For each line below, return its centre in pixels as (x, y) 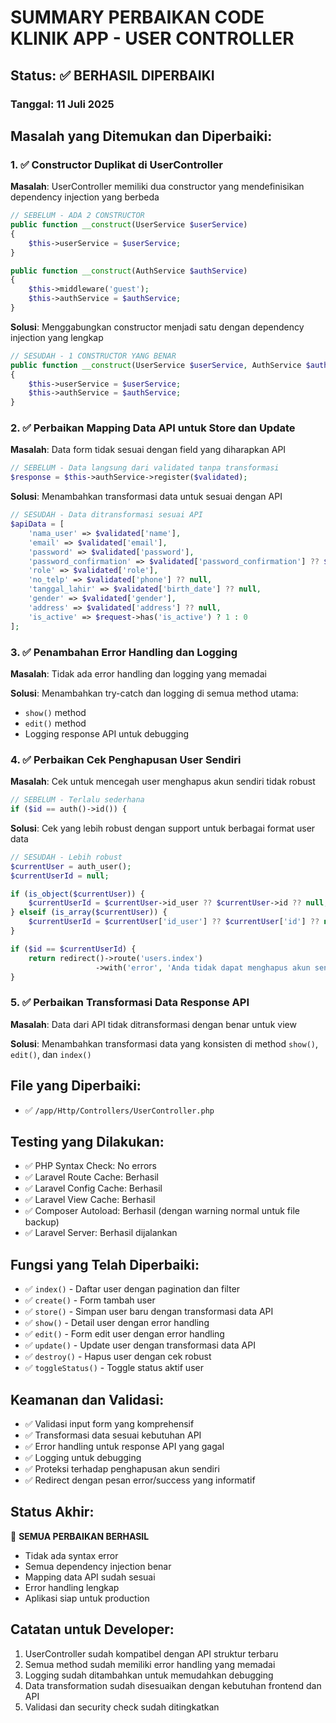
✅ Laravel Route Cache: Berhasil (92, 1177)
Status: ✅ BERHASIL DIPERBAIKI (112, 75)
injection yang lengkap (57, 337)
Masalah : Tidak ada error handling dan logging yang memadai (138, 673)
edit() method (55, 723)
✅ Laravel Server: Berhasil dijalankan (101, 1233)
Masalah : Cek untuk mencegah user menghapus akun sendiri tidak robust (163, 782)
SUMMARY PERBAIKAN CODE (137, 17)
